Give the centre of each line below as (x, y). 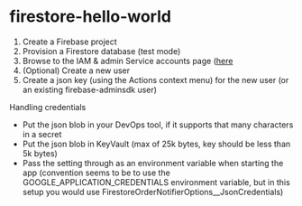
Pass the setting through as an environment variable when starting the (153, 163)
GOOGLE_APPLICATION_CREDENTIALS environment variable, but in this (156, 182)
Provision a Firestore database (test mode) (101, 51)
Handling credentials (48, 107)
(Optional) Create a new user (76, 70)
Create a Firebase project (69, 42)
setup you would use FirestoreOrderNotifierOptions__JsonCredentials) (153, 192)
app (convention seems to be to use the (96, 173)
